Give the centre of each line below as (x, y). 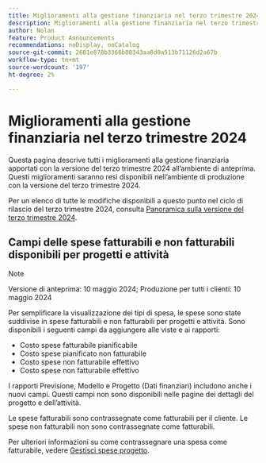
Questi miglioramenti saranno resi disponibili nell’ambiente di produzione (127, 176)
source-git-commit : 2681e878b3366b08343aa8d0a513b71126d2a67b (113, 52)
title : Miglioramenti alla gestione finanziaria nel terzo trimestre (125, 15)
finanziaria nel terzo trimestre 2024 (127, 138)
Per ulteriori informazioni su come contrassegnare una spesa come (118, 442)
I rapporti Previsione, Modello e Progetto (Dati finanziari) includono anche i (130, 386)
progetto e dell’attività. (45, 403)
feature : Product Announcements (61, 38)
